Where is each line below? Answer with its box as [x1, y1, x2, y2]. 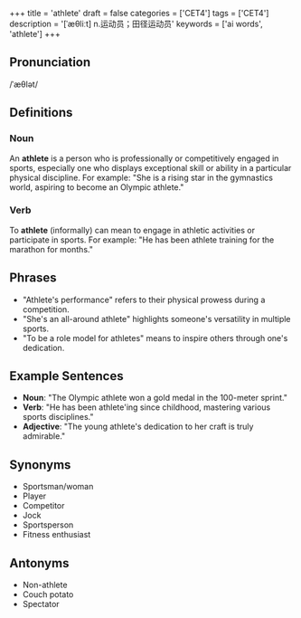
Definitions [9, 105, 73, 120]
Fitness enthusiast [22, 529, 91, 540]
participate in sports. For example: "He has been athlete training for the [9, 234, 275, 245]
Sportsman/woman [22, 481, 94, 492]
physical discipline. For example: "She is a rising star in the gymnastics [9, 172, 274, 183]
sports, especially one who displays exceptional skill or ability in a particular [9, 162, 292, 173]
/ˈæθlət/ [9, 79, 39, 90]
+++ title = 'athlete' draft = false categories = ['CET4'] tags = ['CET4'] [9, 8, 269, 18]
